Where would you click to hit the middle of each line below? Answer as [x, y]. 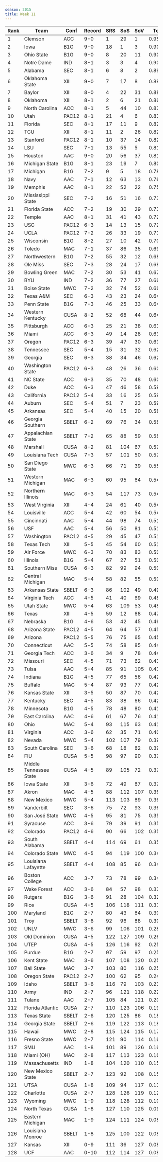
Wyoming [35, 1101]
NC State [34, 379]
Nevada [33, 740]
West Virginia [39, 505]
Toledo [32, 249]
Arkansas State [41, 590]
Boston [32, 875]
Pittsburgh [36, 326]
